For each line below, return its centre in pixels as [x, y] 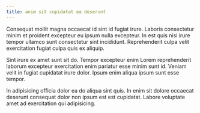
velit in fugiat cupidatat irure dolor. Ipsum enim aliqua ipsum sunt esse [93, 72]
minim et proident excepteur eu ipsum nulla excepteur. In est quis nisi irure [98, 35]
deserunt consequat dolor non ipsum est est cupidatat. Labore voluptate [95, 97]
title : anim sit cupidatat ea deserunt [56, 12]
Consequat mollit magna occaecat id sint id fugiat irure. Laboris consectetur [100, 29]
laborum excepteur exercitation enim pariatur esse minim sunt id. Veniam [96, 66]
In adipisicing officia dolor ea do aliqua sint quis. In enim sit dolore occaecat [100, 90]
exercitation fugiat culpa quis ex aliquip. [56, 48]
